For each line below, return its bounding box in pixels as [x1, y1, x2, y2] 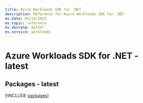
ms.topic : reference [5, 20, 47, 26]
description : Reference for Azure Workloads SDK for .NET [5, 12, 125, 16]
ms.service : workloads [5, 29, 51, 34]
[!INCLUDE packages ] [5, 93, 49, 98]
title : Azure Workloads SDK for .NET [5, 7, 81, 12]
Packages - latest [5, 80, 59, 88]
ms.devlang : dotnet [5, 25, 45, 30]
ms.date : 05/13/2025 [5, 16, 47, 21]
